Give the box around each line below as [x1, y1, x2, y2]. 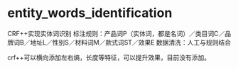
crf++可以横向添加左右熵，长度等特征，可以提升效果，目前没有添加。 [7, 53, 211, 62]
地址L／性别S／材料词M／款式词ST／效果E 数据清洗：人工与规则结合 [30, 38, 232, 47]
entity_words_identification [7, 5, 173, 21]
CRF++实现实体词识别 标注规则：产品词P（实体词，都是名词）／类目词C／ [7, 29, 225, 38]
